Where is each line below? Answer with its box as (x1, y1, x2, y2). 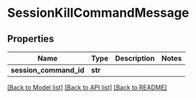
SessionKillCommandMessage (7, 5, 190, 21)
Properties (7, 33, 54, 45)
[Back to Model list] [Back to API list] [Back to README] (7, 83, 167, 92)
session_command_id (10, 65, 85, 75)
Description (114, 54, 155, 63)
